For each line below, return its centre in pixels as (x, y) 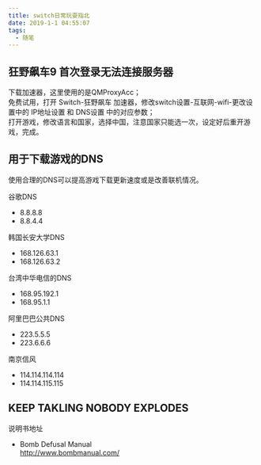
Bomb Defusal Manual (56, 444)
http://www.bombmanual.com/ (70, 452)
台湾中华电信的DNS (40, 277)
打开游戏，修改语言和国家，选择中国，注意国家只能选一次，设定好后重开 (126, 122)
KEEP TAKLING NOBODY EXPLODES (98, 408)
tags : (17, 30)
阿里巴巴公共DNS (36, 318)
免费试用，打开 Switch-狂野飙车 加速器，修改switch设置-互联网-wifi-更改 (127, 102)
